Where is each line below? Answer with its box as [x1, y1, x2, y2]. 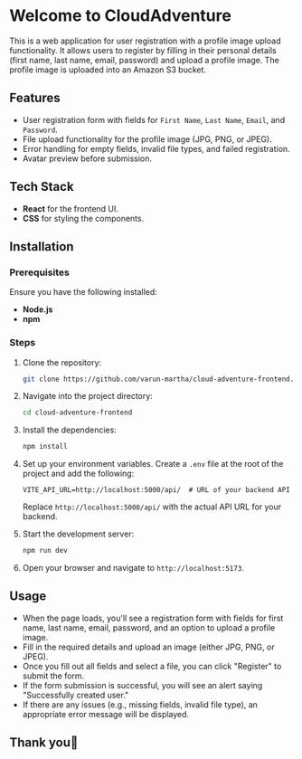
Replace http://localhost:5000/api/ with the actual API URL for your [22, 501, 282, 512]
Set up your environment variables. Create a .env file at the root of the [22, 459, 284, 470]
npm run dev [22, 546, 68, 555]
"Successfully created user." [22, 689, 129, 700]
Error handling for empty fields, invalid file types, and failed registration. [22, 143, 291, 154]
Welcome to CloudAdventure [9, 5, 232, 26]
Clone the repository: [22, 356, 102, 367]
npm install [22, 442, 68, 451]
